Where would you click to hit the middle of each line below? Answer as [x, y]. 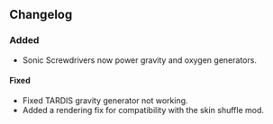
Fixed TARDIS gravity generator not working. [105, 100]
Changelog [41, 15]
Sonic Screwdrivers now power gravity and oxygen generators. [139, 60]
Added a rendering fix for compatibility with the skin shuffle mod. [143, 110]
